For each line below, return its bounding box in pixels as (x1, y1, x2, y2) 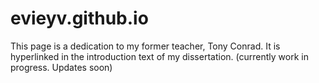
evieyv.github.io (10, 7, 149, 30)
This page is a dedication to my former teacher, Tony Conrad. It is (10, 40, 281, 52)
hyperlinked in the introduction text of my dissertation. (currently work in (10, 50, 309, 62)
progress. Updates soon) (10, 61, 113, 73)
